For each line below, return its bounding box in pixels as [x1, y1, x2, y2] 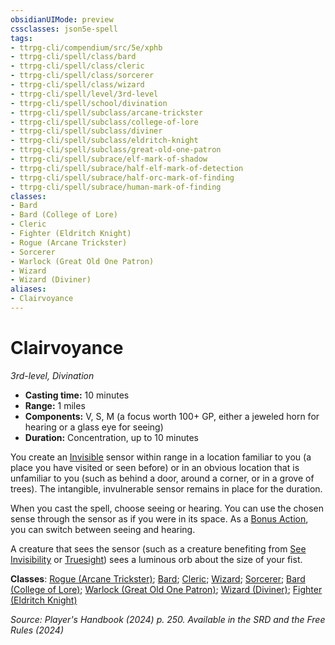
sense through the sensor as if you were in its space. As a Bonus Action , [10, 512, 309, 525]
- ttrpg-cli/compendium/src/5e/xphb [10, 42, 163, 53]
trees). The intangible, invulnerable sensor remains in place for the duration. [10, 482, 323, 495]
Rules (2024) [10, 624, 65, 636]
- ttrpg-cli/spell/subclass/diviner [10, 126, 163, 136]
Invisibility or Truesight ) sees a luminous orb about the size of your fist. [10, 553, 303, 565]
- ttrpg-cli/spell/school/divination [10, 98, 168, 108]
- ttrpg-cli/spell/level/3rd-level [10, 89, 159, 99]
